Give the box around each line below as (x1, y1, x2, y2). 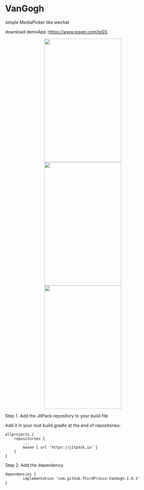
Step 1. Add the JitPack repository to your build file (5, 413, 108, 418)
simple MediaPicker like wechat (5, 19, 70, 25)
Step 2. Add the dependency (5, 462, 64, 468)
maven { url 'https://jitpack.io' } (23, 445, 98, 450)
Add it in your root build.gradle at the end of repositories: (5, 422, 121, 428)
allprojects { (5, 432, 35, 437)
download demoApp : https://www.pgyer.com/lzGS (5, 29, 108, 35)
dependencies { (5, 472, 36, 477)
